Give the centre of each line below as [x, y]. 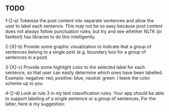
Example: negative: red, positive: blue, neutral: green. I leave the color [78, 78]
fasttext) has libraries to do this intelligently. [50, 36]
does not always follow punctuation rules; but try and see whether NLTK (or [84, 31]
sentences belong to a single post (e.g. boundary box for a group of [76, 52]
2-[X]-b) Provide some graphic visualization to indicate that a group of [78, 46]
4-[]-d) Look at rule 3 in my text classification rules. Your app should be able [85, 93]
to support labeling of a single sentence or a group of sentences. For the [81, 98]
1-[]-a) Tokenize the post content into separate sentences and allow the [80, 20]
